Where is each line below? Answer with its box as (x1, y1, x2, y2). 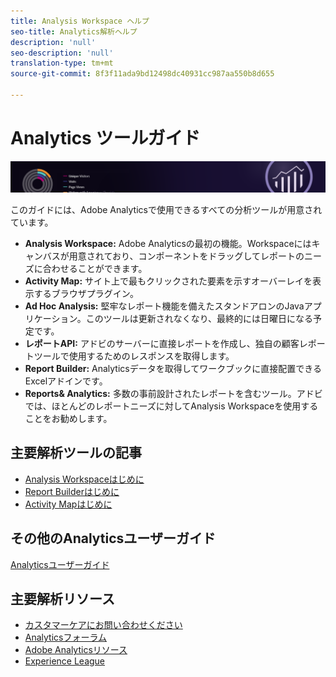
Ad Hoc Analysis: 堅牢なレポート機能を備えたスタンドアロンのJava (24, 300, 305, 312)
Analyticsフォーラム (24, 631, 108, 644)
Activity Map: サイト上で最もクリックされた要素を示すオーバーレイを (24, 275, 313, 287)
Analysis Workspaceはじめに (24, 473, 145, 485)
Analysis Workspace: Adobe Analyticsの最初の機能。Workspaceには (24, 238, 312, 250)
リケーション (24, 313, 78, 325)
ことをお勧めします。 (24, 413, 113, 425)
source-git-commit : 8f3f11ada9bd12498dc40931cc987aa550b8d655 (10, 69, 275, 79)
